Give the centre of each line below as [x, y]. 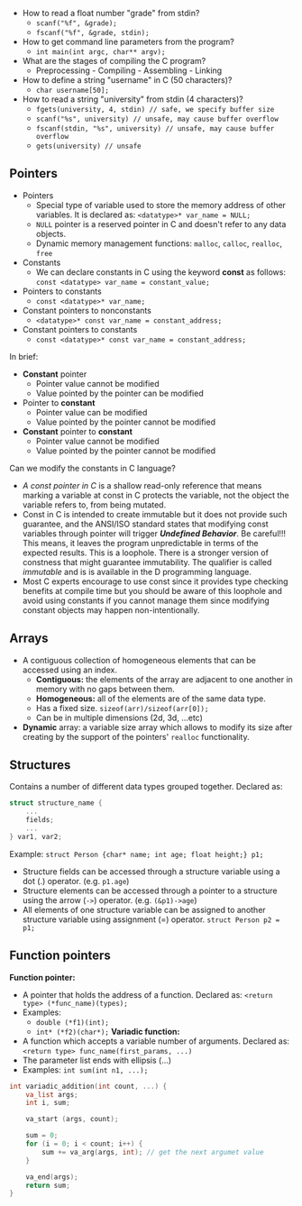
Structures [40, 765]
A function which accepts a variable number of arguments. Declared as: [156, 1041]
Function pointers [60, 956]
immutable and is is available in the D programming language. [137, 571]
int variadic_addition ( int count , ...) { [88, 1086]
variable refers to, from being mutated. [94, 505]
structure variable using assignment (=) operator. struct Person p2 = [151, 919]
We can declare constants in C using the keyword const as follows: [161, 272]
